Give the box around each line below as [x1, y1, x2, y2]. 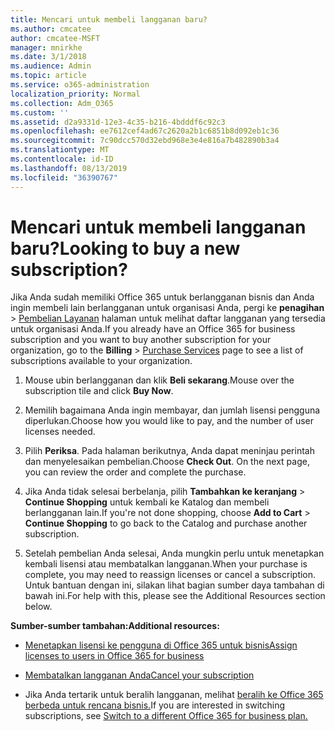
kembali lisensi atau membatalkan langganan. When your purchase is [24, 558, 308, 570]
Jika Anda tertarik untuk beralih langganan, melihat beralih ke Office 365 [24, 689, 324, 701]
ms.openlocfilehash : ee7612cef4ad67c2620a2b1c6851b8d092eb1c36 [10, 126, 280, 136]
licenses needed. [24, 426, 96, 438]
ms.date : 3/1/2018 [10, 52, 87, 62]
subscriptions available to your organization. [10, 355, 193, 367]
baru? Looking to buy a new [10, 237, 241, 260]
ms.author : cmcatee [10, 24, 92, 34]
